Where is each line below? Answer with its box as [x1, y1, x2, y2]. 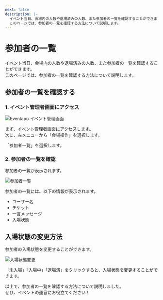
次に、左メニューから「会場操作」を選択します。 [5, 132, 103, 138]
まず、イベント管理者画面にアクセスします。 [5, 126, 94, 132]
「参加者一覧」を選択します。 [5, 142, 65, 148]
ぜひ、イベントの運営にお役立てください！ [5, 289, 90, 295]
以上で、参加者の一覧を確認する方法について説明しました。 [5, 283, 124, 289]
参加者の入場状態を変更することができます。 [5, 246, 94, 252]
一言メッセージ [12, 211, 42, 217]
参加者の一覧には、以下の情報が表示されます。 [5, 188, 98, 194]
